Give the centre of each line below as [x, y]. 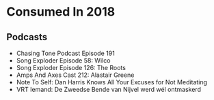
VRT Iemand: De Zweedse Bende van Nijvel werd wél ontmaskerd [108, 89]
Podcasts [27, 37]
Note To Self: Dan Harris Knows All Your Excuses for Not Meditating [112, 82]
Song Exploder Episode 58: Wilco [63, 61]
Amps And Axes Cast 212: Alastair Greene [75, 75]
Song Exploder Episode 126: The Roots [71, 68]
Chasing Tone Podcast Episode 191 [66, 53]
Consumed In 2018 [61, 12]
